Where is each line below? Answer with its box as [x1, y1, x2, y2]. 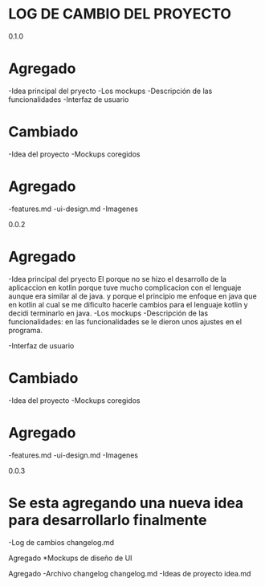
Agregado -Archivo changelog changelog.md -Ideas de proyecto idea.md [8, 568, 251, 578]
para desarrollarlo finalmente [8, 511, 207, 529]
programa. [8, 325, 43, 335]
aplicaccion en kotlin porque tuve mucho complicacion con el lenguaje [8, 283, 242, 292]
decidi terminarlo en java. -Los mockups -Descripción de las [8, 308, 209, 318]
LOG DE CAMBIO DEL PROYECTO [8, 5, 231, 23]
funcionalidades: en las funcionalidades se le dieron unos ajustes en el [8, 316, 243, 326]
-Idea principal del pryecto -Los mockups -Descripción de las [8, 86, 213, 96]
